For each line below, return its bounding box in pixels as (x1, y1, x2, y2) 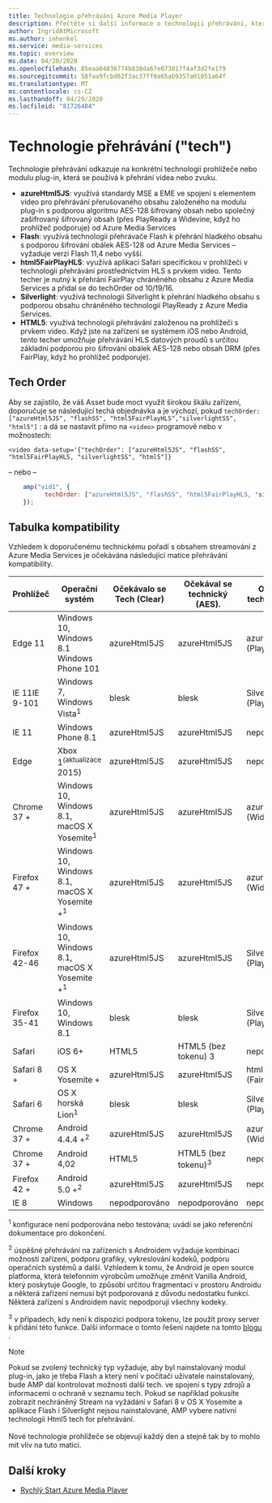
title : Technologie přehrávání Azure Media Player (8, 11, 183, 20)
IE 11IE (12, 687, 40, 698)
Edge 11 (12, 638, 45, 649)
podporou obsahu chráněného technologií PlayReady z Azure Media (19, 301, 249, 311)
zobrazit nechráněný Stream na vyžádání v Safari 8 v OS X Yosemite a (8, 1397, 243, 1407)
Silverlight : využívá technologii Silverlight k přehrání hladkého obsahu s (19, 292, 261, 302)
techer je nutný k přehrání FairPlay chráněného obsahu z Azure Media (19, 275, 254, 285)
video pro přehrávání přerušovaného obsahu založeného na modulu (19, 197, 247, 207)
